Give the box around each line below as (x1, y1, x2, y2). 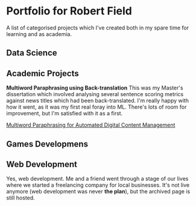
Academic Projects (6, 68, 80, 79)
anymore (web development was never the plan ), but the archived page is (6, 188, 191, 195)
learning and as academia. (6, 30, 72, 37)
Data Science (6, 48, 57, 58)
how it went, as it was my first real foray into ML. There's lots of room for (6, 103, 187, 111)
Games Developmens (6, 139, 89, 149)
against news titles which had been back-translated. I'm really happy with (6, 97, 189, 105)
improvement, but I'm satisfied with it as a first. (6, 110, 123, 117)
